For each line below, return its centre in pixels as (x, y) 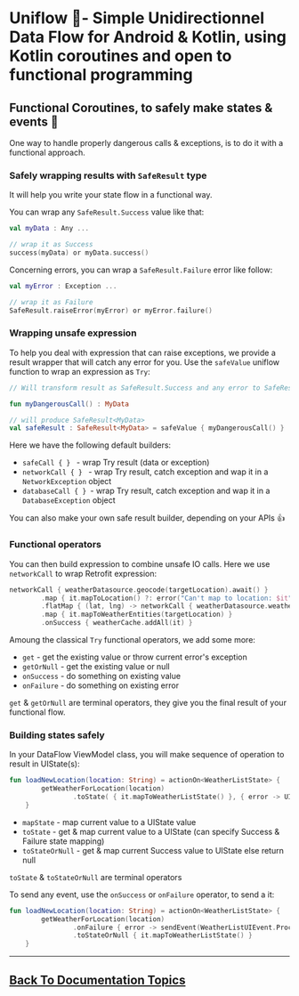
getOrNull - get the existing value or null (96, 667)
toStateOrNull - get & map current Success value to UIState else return (153, 850)
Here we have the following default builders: (90, 445)
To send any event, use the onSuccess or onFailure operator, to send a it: (142, 895)
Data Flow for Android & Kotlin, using (148, 37)
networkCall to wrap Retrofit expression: (83, 573)
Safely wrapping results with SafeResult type (108, 175)
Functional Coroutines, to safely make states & (141, 107)
